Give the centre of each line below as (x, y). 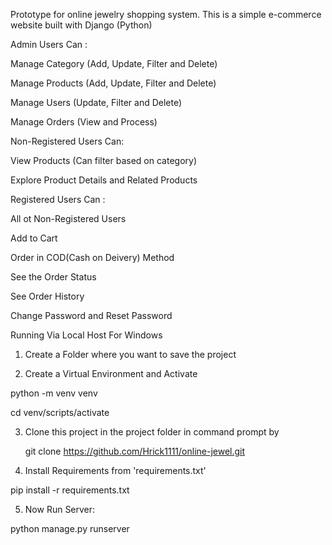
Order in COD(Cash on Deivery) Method (92, 257)
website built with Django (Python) (81, 25)
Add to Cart (34, 238)
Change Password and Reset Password (91, 315)
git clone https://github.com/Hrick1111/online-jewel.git (135, 451)
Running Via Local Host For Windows (86, 335)
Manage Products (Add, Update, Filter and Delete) (113, 83)
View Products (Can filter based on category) (104, 160)
